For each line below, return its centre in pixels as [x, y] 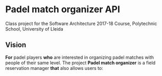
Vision [16, 45]
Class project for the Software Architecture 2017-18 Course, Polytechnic [81, 23]
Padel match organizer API [63, 9]
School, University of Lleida [34, 29]
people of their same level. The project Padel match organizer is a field [80, 63]
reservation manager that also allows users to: [54, 68]
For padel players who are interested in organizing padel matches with [80, 57]
